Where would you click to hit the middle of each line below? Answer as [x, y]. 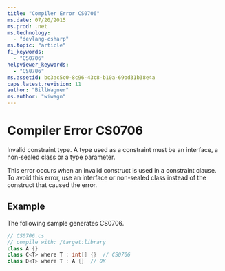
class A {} [23, 248]
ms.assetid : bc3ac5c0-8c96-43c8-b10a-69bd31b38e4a [81, 77]
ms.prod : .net [28, 26]
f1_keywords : [26, 52]
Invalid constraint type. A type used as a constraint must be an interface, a [113, 149]
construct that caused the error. [52, 185]
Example [26, 207]
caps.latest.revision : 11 [44, 84]
